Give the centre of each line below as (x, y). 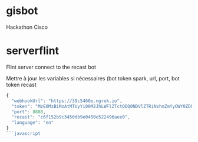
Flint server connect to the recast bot (51, 67)
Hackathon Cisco (27, 27)
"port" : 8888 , (29, 112)
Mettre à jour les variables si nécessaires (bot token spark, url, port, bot (93, 78)
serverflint (33, 51)
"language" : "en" (33, 123)
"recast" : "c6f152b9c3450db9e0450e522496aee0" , (71, 117)
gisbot (22, 11)
